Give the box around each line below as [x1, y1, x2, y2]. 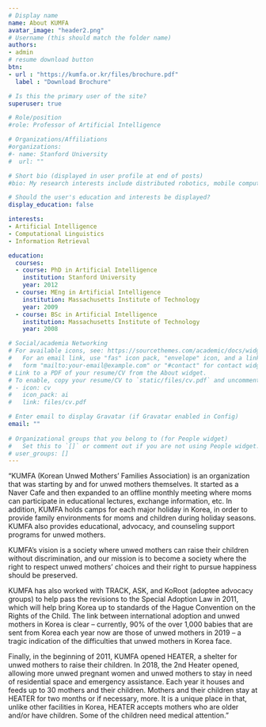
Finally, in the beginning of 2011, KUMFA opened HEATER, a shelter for [8, 652, 237, 661]
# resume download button [8, 56, 93, 64]
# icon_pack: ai [8, 391, 69, 399]
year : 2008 [22, 325, 59, 333]
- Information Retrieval [8, 237, 90, 246]
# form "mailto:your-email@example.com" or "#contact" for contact [8, 361, 243, 369]
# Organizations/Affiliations [8, 135, 108, 143]
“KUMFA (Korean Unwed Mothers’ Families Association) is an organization [8, 471, 250, 481]
